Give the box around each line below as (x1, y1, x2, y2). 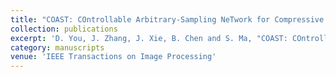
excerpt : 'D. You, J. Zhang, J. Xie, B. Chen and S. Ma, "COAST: (10, 33, 288, 43)
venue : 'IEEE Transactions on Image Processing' (10, 52, 217, 62)
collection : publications (10, 24, 118, 34)
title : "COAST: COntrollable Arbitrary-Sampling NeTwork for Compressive (10, 14, 325, 25)
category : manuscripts (10, 42, 105, 53)
